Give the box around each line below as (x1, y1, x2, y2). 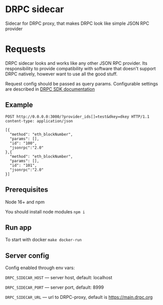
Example (5, 101, 33, 109)
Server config (5, 251, 49, 260)
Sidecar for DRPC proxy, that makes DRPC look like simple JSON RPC (5, 20, 149, 26)
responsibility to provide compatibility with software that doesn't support (5, 65, 156, 71)
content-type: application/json (5, 118, 73, 123)
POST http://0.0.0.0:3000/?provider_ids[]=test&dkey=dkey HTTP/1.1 (5, 114, 150, 119)
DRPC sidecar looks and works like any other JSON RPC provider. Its (5, 60, 147, 66)
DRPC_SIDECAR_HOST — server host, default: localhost (5, 275, 112, 281)
